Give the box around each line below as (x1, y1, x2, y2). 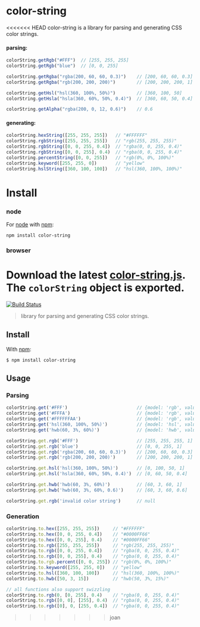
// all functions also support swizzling (6, 586, 111, 592)
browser (6, 246, 31, 255)
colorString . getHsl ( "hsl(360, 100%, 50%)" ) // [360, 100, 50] (6, 90, 183, 96)
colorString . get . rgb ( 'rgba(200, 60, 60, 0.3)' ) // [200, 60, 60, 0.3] (6, 449, 193, 455)
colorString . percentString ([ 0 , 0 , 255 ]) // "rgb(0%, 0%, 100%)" (6, 154, 174, 161)
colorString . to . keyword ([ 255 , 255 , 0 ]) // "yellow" (6, 565, 143, 571)
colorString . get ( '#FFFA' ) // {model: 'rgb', (6, 411, 183, 417)
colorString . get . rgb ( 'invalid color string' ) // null (6, 498, 156, 504)
